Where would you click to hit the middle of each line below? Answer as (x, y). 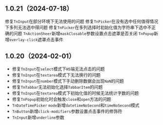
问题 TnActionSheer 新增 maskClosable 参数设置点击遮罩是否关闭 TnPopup (84, 33)
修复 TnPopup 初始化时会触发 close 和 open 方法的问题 (62, 99)
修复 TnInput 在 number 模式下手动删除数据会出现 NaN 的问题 (68, 81)
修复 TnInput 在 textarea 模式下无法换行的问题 (56, 75)
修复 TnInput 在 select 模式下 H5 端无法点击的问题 (58, 69)
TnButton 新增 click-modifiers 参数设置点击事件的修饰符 (67, 111)
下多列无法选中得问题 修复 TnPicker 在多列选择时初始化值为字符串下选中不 (78, 27)
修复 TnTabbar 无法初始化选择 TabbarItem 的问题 (57, 87)
